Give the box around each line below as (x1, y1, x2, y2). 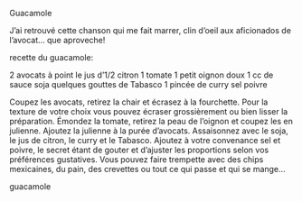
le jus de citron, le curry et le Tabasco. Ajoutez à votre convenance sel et (9, 135, 281, 145)
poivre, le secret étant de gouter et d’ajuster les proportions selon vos (9, 144, 269, 155)
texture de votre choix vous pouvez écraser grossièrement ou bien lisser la (9, 106, 288, 116)
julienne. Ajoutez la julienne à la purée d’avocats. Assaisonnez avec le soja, (9, 125, 289, 136)
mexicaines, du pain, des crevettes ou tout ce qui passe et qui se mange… (9, 164, 287, 174)
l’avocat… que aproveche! (9, 35, 106, 45)
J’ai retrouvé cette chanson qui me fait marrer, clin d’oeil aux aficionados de (9, 25, 292, 35)
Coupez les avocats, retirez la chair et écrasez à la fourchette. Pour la (9, 96, 269, 107)
